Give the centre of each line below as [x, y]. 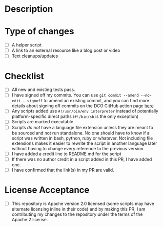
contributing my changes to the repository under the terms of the [77, 214]
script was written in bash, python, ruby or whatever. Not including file [82, 138]
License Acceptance [47, 190]
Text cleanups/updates [35, 56]
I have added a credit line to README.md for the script [66, 154]
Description [29, 9]
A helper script [27, 45]
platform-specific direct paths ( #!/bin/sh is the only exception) [75, 116]
